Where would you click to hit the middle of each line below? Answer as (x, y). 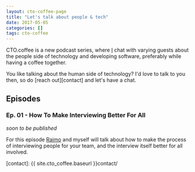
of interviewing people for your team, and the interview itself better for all (94, 146)
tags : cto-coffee (27, 33)
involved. (17, 152)
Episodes (23, 98)
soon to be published (32, 128)
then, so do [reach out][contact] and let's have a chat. (71, 80)
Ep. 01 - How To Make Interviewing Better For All (76, 115)
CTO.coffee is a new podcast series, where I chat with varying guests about (97, 50)
